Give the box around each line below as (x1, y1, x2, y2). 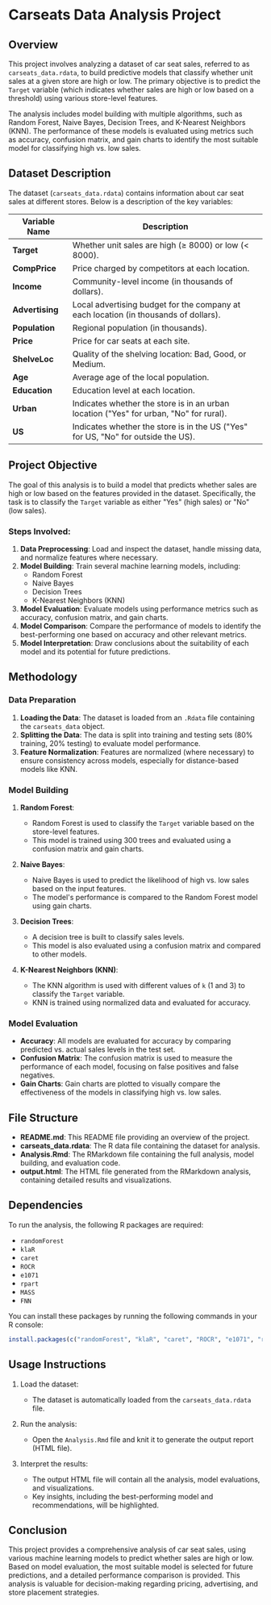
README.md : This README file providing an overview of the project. (19, 1132, 250, 1142)
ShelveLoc (12, 353, 54, 365)
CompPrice (12, 262, 56, 273)
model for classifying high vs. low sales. (8, 144, 141, 152)
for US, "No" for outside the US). (72, 431, 195, 442)
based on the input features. (31, 883, 127, 893)
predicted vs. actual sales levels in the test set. (19, 1044, 176, 1054)
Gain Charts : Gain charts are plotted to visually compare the (19, 1079, 221, 1089)
